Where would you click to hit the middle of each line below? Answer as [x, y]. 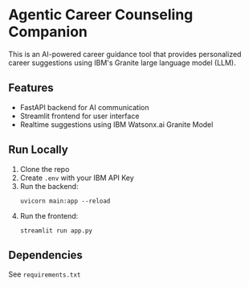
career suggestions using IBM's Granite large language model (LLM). [122, 63]
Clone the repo [45, 169]
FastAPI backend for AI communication [84, 107]
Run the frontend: [49, 215]
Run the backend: [49, 186]
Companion [48, 32]
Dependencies [45, 255]
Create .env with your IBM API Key [77, 178]
